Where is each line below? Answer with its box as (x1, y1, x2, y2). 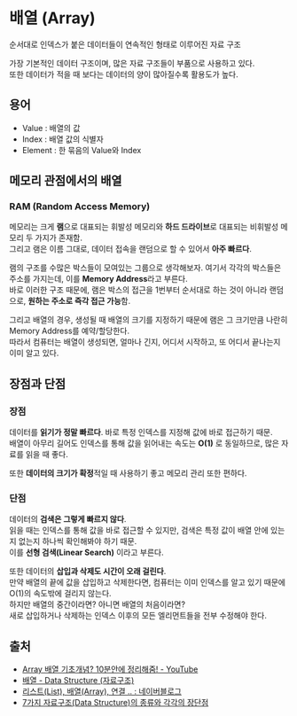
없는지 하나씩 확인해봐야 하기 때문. (18, 536, 137, 547)
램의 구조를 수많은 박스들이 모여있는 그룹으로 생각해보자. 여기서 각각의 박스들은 (9, 262, 282, 273)
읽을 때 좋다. (25, 449, 69, 460)
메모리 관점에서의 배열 (9, 174, 122, 189)
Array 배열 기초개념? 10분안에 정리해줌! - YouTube (21, 664, 199, 674)
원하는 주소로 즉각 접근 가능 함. (27, 296, 131, 307)
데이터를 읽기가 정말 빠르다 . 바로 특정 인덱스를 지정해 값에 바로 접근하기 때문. (9, 427, 273, 438)
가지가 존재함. (35, 232, 82, 244)
